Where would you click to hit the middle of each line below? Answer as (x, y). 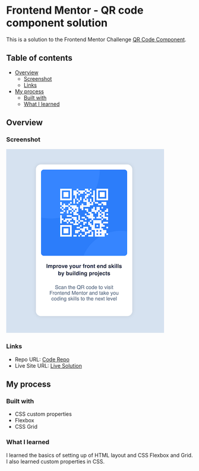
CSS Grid (26, 427)
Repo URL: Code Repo (42, 359)
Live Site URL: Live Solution (48, 365)
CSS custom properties (43, 414)
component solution (57, 23)
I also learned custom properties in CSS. (56, 461)
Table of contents (39, 58)
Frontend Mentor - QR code (75, 10)
